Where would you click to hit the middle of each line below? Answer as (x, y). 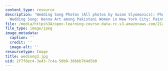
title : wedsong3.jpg (27, 56)
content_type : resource (30, 10)
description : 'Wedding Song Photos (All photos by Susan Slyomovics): (80, 14)
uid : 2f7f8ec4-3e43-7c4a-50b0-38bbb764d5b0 (51, 61)
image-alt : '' (24, 47)
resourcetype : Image (27, 51)
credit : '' (21, 42)
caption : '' (22, 38)
